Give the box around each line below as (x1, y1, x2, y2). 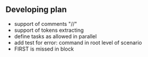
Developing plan (5, 5, 67, 15)
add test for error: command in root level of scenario (14, 39, 143, 46)
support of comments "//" (14, 20, 78, 27)
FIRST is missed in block (14, 45, 75, 52)
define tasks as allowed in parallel (14, 32, 97, 40)
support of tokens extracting (14, 26, 84, 33)
